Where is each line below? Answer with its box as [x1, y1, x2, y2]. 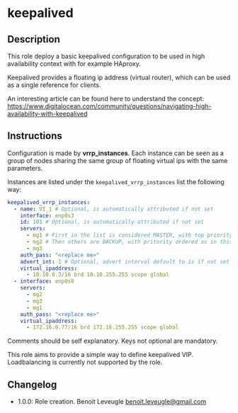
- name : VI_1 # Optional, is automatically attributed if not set [13, 205, 214, 213]
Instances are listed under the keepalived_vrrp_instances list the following [7, 177, 225, 186]
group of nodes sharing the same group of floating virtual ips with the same [7, 156, 228, 164]
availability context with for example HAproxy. [7, 60, 142, 68]
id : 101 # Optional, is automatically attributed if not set [20, 218, 204, 226]
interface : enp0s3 [20, 212, 74, 219]
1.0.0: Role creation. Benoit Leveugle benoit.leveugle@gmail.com [17, 397, 207, 406]
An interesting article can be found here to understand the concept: [7, 94, 204, 103]
